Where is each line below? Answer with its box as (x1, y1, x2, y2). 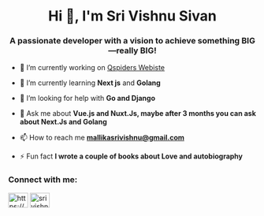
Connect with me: (8, 174, 78, 185)
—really (107, 45, 139, 56)
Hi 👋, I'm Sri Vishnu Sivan (48, 7, 217, 25)
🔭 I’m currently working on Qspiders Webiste (19, 63, 165, 73)
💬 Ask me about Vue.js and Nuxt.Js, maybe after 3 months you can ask (19, 109, 256, 118)
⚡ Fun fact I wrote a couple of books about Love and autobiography (19, 151, 243, 161)
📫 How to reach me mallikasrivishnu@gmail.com (19, 133, 185, 143)
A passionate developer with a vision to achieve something (9, 35, 240, 47)
